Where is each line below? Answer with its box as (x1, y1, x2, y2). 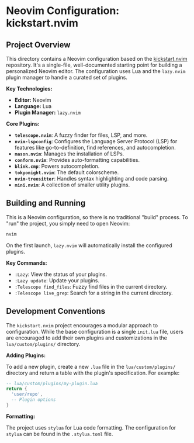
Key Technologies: (6, 85, 53, 92)
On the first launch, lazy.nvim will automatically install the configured (6, 241, 172, 249)
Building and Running (6, 198, 86, 208)
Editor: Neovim (14, 96, 51, 103)
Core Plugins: (6, 120, 40, 127)
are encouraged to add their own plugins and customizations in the (6, 334, 168, 341)
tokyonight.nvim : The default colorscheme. (14, 169, 119, 176)
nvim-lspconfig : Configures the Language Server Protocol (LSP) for (14, 138, 178, 144)
